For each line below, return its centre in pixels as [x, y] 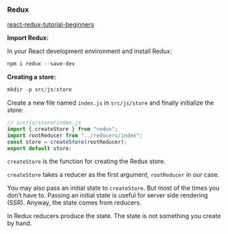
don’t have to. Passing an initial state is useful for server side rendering [107, 195]
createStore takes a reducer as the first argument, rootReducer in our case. [113, 175]
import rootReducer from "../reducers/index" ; [75, 136]
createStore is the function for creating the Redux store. [87, 161]
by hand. [20, 223]
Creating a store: [32, 77]
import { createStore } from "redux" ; [62, 129]
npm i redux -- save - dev [41, 64]
